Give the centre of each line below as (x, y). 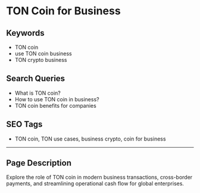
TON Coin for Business (63, 11)
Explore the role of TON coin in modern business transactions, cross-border (99, 178)
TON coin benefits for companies (55, 105)
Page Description (39, 163)
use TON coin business (43, 54)
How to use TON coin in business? (57, 99)
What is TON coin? (37, 93)
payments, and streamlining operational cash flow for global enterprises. (95, 183)
